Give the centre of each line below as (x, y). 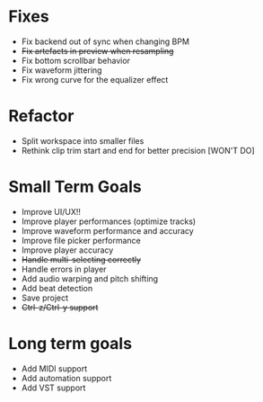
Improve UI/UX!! (51, 211)
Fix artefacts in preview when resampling (97, 50)
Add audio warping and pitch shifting (90, 278)
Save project (45, 298)
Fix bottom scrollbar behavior (76, 60)
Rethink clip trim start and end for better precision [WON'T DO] (138, 150)
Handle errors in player (64, 269)
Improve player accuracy (67, 250)
